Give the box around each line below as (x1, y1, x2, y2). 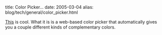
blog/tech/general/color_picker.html (5, 9, 78, 15)
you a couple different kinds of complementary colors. (5, 24, 116, 30)
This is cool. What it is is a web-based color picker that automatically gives (5, 19, 157, 25)
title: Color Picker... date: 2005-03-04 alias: (5, 4, 94, 10)
